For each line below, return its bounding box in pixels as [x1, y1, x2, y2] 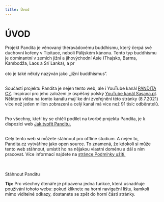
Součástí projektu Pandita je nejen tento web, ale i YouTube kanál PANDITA [5, 85, 157, 91]
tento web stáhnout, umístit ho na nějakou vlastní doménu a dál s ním [5, 146, 145, 152]
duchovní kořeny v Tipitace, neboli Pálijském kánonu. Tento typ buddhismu [5, 50, 157, 55]
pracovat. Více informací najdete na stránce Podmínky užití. [5, 151, 126, 157]
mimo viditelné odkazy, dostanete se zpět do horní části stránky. [5, 191, 136, 197]
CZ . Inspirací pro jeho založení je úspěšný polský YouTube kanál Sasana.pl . [5, 90, 157, 96]
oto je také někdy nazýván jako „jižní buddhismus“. [5, 71, 108, 76]
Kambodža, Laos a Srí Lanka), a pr [5, 60, 75, 66]
